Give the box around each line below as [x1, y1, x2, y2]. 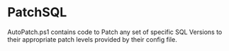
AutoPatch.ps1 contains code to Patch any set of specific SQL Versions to [7, 28, 223, 36]
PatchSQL [7, 4, 67, 21]
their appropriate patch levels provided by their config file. [7, 35, 177, 43]
